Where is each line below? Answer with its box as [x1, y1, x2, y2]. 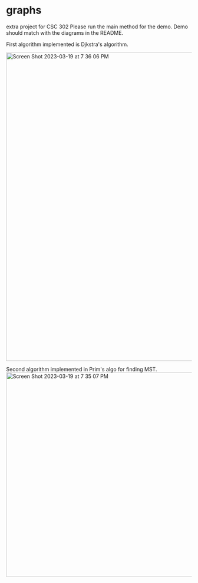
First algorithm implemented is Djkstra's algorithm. [6, 41, 128, 48]
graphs [6, 4, 42, 17]
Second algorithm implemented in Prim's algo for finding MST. [6, 365, 157, 373]
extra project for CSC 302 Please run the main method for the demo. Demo [6, 23, 189, 30]
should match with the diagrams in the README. [6, 29, 124, 36]
